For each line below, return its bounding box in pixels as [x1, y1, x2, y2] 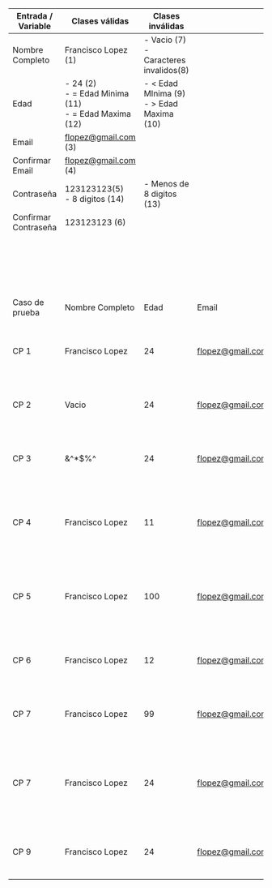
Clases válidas [71, 15, 130, 27]
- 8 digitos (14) [64, 194, 125, 204]
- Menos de [143, 178, 189, 189]
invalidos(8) [143, 65, 189, 75]
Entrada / [16, 11, 53, 21]
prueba [12, 307, 40, 318]
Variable [18, 20, 51, 32]
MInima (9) [143, 88, 186, 99]
